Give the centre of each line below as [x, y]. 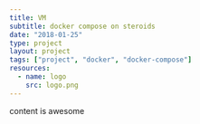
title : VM [28, 18]
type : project [36, 43]
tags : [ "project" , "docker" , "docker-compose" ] [101, 60]
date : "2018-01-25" [46, 34]
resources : [30, 69]
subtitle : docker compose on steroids [82, 26]
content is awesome [47, 110]
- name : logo [42, 77]
